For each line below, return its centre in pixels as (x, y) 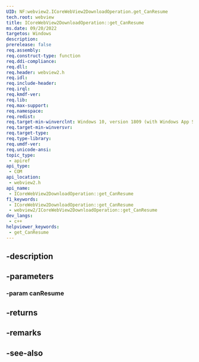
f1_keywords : (22, 199)
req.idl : (17, 78)
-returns (22, 312)
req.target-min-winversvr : (39, 128)
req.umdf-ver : (24, 144)
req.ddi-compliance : (32, 61)
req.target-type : (28, 133)
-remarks (24, 333)
